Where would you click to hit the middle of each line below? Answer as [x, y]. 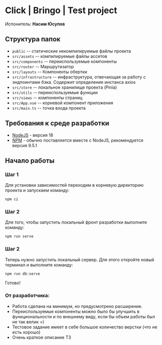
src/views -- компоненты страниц [47, 97]
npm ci [12, 199]
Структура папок [33, 39]
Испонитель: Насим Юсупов [35, 24]
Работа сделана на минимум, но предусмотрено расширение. [77, 306]
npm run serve [19, 236]
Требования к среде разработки [57, 124]
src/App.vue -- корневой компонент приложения [63, 103]
